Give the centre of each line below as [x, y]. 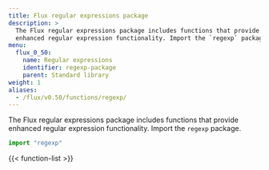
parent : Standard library [66, 75]
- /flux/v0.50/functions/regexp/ [71, 97]
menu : [17, 45]
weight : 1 [25, 82]
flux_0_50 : [34, 53]
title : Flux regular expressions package [78, 16]
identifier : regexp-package [69, 68]
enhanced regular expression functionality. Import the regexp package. [125, 128]
